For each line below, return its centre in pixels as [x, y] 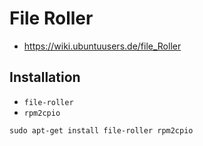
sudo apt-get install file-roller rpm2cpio [101, 130]
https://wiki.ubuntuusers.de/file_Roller [102, 46]
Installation [45, 77]
